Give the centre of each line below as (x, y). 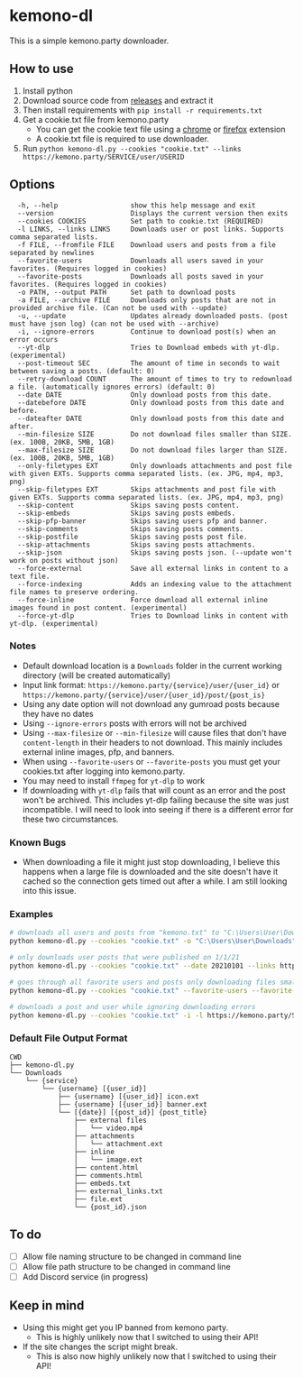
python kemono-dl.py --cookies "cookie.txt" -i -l (106, 1015)
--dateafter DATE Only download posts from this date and (151, 418)
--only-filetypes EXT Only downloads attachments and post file (155, 465)
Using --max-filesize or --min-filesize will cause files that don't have (154, 732)
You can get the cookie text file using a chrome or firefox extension (161, 129)
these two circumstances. (70, 819)
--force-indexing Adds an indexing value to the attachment (155, 584)
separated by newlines (52, 253)
